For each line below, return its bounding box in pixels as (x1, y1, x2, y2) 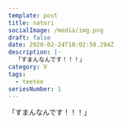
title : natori (8, 19, 55, 27)
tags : (8, 70, 26, 78)
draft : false (8, 33, 51, 42)
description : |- (8, 48, 61, 56)
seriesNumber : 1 (8, 85, 61, 93)
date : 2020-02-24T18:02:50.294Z (8, 41, 114, 49)
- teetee (15, 77, 44, 85)
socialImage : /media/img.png (8, 26, 104, 34)
